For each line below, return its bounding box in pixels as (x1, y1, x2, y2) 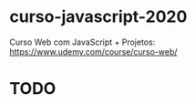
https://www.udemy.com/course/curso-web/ (9, 46, 178, 57)
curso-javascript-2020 (9, 6, 188, 27)
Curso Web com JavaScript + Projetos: (9, 36, 156, 47)
